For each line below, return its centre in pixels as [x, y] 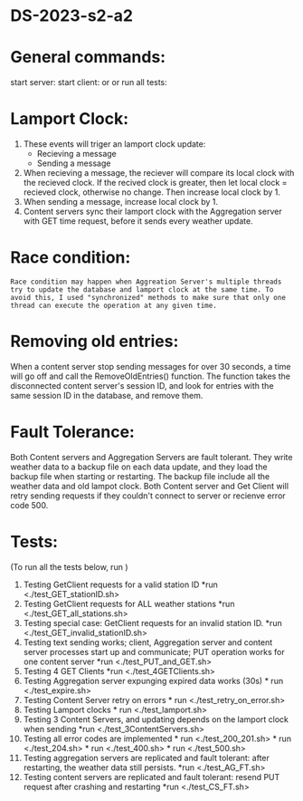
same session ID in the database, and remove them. [107, 395]
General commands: [88, 58]
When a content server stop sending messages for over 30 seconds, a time [151, 366]
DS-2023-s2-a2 [72, 16]
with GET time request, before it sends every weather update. [138, 221]
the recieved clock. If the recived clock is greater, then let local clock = [155, 183]
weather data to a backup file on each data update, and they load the [139, 467]
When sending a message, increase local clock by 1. [121, 202]
